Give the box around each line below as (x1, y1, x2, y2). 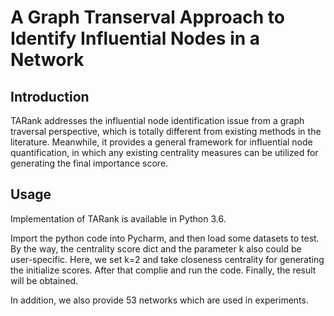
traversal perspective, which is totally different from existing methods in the (10, 126, 322, 137)
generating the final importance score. (10, 157, 169, 169)
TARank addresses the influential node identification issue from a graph (10, 115, 305, 126)
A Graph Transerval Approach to (10, 6, 285, 29)
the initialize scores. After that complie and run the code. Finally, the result (10, 264, 317, 276)
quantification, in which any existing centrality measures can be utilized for (10, 147, 319, 158)
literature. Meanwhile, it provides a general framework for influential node (10, 136, 313, 148)
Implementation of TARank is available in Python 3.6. (10, 212, 227, 225)
